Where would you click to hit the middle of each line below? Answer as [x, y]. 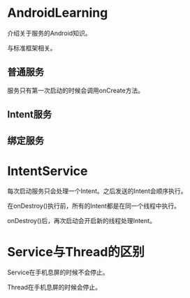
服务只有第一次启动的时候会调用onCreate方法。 [76, 90]
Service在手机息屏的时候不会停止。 [58, 272]
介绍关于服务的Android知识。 [49, 33]
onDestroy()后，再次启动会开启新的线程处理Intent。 [81, 221]
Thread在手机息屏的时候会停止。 [54, 288]
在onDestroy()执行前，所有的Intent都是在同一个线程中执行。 [94, 206]
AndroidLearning [58, 13]
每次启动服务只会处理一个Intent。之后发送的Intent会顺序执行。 [97, 191]
